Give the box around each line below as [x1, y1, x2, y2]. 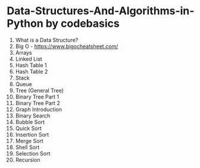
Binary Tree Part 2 [15, 99, 60, 106]
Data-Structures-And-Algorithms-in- [7, 4, 195, 18]
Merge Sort [15, 137, 43, 144]
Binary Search [15, 112, 51, 119]
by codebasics [45, 17, 120, 30]
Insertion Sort [15, 131, 49, 138]
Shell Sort [15, 144, 40, 151]
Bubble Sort [15, 118, 45, 125]
